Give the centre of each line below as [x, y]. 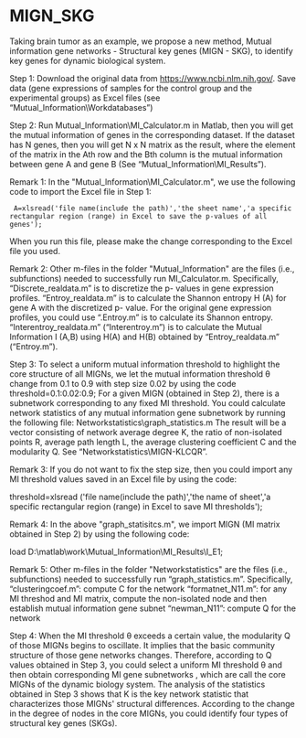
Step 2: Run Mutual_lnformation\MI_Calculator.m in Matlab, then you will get [152, 125]
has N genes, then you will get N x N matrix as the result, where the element [153, 144]
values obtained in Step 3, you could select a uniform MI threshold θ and [146, 665]
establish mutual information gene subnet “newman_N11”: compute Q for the [153, 608]
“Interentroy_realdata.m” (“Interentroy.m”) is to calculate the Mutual [136, 326]
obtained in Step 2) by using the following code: [100, 534]
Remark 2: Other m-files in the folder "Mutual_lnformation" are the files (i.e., [152, 268]
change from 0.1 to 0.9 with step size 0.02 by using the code [123, 383]
